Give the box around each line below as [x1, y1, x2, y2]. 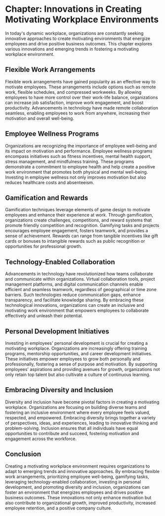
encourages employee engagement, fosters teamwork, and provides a [5, 228, 148, 234]
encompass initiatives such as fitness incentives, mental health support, [5, 153, 152, 159]
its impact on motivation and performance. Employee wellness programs [5, 148, 153, 154]
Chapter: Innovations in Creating [5, 3, 142, 15]
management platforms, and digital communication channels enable [5, 281, 143, 287]
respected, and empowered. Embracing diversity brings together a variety [5, 414, 156, 420]
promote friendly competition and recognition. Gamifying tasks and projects [5, 222, 160, 228]
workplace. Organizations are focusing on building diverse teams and [5, 404, 147, 410]
